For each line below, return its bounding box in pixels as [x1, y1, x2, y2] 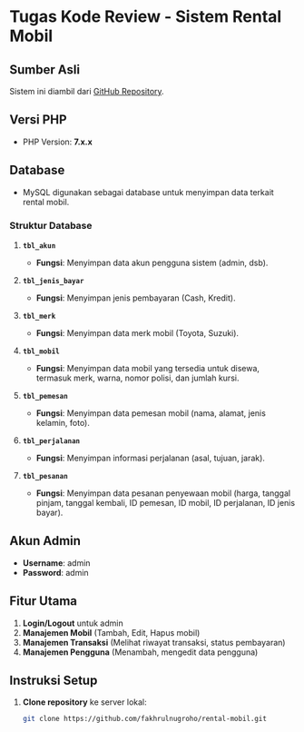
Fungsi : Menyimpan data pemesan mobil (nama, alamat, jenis [35, 407, 266, 419]
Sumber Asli [9, 62, 80, 77]
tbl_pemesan [22, 391, 68, 401]
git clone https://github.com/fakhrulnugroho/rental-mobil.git [22, 715, 268, 724]
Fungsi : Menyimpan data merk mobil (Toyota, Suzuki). [35, 327, 239, 338]
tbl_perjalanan [22, 436, 81, 446]
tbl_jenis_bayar [22, 276, 84, 285]
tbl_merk [22, 312, 56, 321]
